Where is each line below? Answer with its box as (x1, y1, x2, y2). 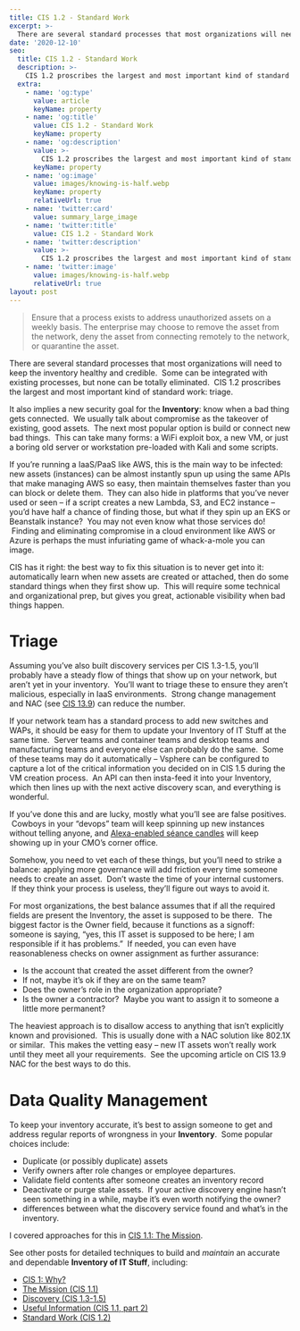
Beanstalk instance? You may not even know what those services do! (9, 516, 266, 527)
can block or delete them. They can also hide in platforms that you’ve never (9, 487, 289, 498)
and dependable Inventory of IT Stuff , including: (9, 1257, 188, 1268)
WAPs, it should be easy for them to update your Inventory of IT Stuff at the (9, 725, 287, 736)
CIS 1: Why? (21, 1275, 67, 1285)
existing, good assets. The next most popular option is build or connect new (9, 422, 291, 434)
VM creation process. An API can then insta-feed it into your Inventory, (9, 772, 272, 783)
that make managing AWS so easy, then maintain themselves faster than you (9, 477, 291, 488)
